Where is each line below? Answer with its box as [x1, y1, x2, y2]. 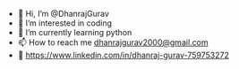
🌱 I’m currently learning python [17, 27, 132, 37]
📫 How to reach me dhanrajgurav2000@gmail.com [17, 37, 209, 48]
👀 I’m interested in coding [17, 18, 113, 28]
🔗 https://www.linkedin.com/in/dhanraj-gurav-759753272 [17, 50, 230, 60]
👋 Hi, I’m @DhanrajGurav [17, 9, 110, 19]
